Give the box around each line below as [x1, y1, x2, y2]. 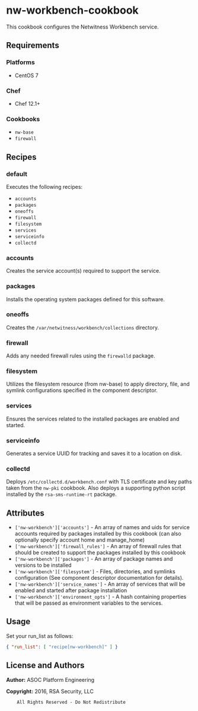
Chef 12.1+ [14, 100, 40, 107]
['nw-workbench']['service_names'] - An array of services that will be [14, 580, 186, 588]
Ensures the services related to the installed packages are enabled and [6, 415, 180, 422]
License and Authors [6, 661, 85, 671]
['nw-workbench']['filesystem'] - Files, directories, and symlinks [14, 568, 176, 575]
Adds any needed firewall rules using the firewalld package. [6, 352, 155, 359]
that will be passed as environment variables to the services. [14, 599, 163, 606]
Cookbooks [6, 115, 40, 123]
